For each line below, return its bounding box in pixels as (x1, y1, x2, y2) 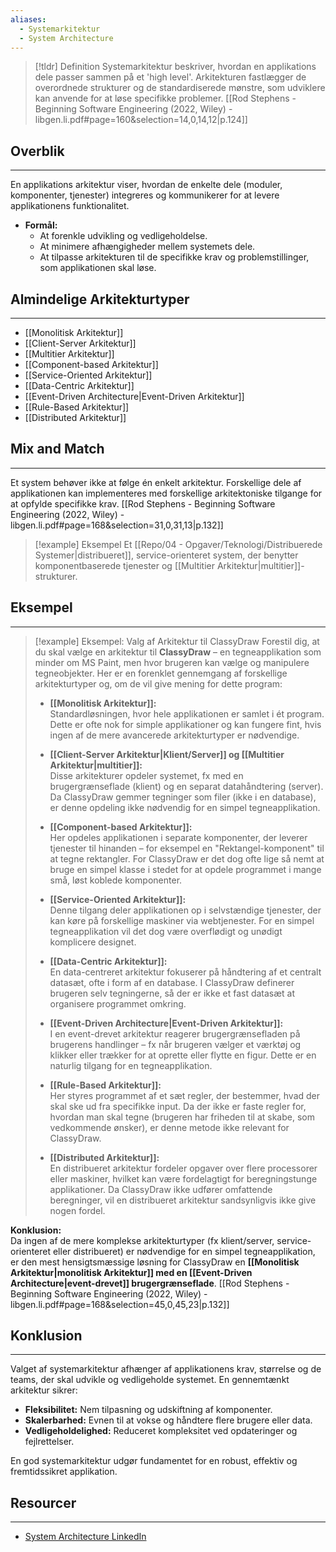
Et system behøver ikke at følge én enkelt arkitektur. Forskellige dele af (10, 476, 302, 488)
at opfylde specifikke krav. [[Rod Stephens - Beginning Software (10, 497, 276, 510)
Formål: (24, 219, 58, 231)
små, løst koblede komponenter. (49, 874, 183, 886)
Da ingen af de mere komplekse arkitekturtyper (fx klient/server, (10, 1234, 275, 1246)
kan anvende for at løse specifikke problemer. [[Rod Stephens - (34, 92, 297, 105)
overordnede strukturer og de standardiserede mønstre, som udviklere (34, 82, 326, 94)
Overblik (10, 142, 65, 160)
